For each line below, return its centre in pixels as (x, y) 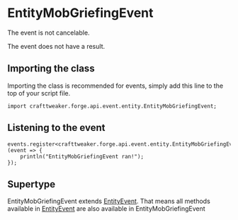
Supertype (32, 184)
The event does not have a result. (56, 46)
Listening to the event (56, 128)
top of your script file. (39, 93)
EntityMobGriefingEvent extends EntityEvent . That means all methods (109, 201)
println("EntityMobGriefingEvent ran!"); (82, 156)
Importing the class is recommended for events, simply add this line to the (115, 86)
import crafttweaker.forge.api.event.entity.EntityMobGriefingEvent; (112, 106)
